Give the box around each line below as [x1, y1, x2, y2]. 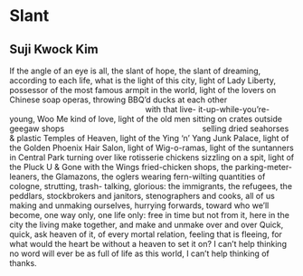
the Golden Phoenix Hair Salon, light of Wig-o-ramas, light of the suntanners [9, 142, 294, 153]
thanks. [9, 258, 38, 268]
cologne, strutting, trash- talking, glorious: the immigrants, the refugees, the [9, 181, 292, 191]
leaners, [9, 171, 40, 182]
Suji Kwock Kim [9, 42, 99, 57]
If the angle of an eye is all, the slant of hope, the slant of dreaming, [9, 65, 261, 76]
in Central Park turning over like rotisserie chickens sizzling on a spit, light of [9, 152, 295, 163]
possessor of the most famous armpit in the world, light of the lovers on [9, 85, 277, 95]
